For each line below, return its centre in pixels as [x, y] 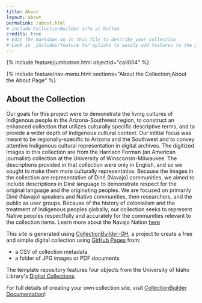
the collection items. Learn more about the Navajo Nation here [83, 222]
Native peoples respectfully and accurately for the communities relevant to [99, 215]
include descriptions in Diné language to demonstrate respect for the [92, 184]
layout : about [24, 17]
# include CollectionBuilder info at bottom [63, 28]
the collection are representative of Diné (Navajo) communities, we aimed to [100, 177]
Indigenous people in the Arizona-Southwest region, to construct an [90, 120]
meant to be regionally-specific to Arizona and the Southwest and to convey [100, 139]
